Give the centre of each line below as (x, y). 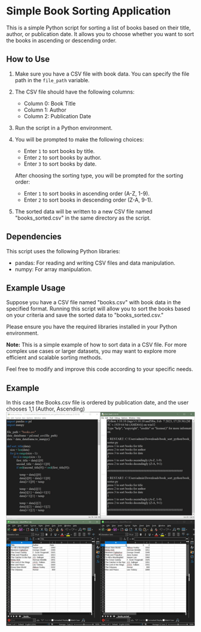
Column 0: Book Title (50, 103)
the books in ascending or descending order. (61, 40)
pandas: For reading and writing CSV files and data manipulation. (95, 263)
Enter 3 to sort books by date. (60, 164)
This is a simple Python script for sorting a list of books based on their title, (99, 28)
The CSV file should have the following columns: (74, 92)
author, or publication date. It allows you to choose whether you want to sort (100, 34)
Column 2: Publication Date (57, 116)
